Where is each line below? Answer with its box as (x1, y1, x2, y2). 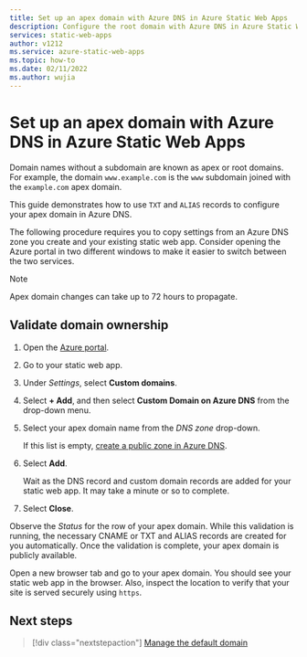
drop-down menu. (22, 404, 91, 416)
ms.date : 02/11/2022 (9, 65, 89, 74)
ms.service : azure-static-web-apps (9, 48, 145, 57)
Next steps (9, 613, 73, 629)
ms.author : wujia (9, 73, 76, 82)
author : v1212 (9, 38, 64, 48)
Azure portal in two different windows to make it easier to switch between (9, 246, 287, 257)
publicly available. (9, 549, 78, 560)
